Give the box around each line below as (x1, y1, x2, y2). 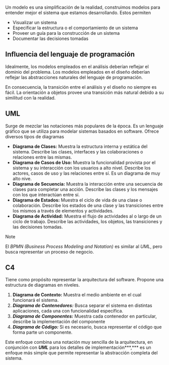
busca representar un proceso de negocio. (5, 248, 94, 254)
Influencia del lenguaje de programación (5, 50, 135, 59)
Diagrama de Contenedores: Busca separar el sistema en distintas (12, 302, 152, 308)
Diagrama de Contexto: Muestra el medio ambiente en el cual (12, 292, 142, 298)
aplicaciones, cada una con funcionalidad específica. (12, 308, 124, 314)
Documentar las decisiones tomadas (12, 35, 89, 41)
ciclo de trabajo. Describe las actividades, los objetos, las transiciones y (12, 218, 162, 224)
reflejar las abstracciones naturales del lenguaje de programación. (5, 74, 143, 80)
